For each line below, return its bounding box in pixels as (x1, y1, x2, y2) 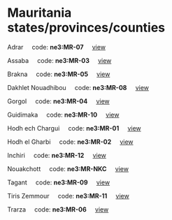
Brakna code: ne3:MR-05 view (7, 70, 110, 78)
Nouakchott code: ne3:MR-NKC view (7, 164, 129, 173)
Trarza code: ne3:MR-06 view (7, 205, 109, 214)
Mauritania (7, 5, 72, 21)
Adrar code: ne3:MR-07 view (7, 43, 106, 51)
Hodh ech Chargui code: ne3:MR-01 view (7, 124, 141, 132)
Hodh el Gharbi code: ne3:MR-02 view (7, 138, 134, 146)
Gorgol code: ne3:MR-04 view (7, 96, 110, 105)
